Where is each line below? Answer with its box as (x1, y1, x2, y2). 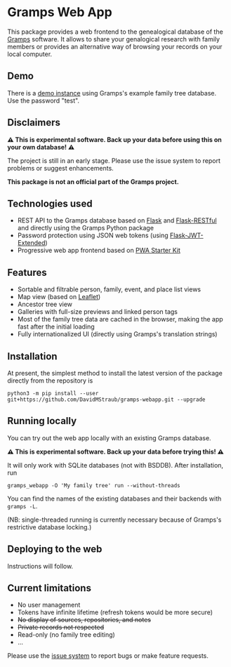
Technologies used (7, 197, 93, 209)
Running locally (7, 415, 77, 427)
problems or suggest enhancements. (7, 164, 114, 172)
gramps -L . (7, 501, 38, 510)
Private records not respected (17, 623, 104, 632)
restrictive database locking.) (7, 522, 92, 531)
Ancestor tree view (17, 300, 72, 309)
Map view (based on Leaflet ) (17, 293, 101, 301)
